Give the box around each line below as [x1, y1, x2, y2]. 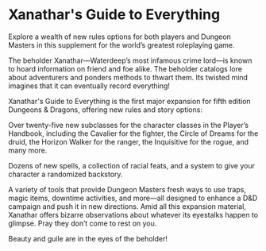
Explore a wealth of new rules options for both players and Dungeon [8, 32, 232, 41]
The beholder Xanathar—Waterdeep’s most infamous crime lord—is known [8, 56, 253, 65]
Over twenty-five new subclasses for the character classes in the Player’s [8, 120, 249, 129]
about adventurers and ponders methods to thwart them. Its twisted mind [8, 72, 249, 82]
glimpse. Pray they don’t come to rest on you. [8, 218, 157, 228]
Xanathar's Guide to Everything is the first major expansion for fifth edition [8, 96, 252, 106]
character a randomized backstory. [8, 169, 123, 179]
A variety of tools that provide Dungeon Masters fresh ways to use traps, [8, 184, 246, 194]
